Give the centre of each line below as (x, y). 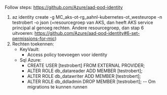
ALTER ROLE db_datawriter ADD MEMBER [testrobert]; (84, 76)
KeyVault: (30, 49)
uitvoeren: (23, 33)
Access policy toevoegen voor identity (67, 55)
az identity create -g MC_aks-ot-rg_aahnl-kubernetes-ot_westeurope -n (87, 17)
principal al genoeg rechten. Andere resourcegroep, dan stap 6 (78, 28)
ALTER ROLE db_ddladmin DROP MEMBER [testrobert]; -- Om (91, 81)
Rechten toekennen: (33, 44)
